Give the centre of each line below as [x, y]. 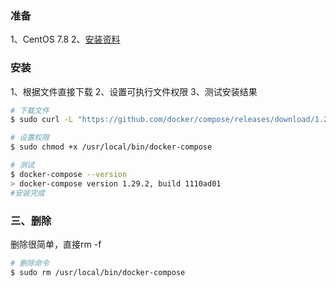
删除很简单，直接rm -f [56, 244]
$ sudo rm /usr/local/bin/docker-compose [98, 272]
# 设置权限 [30, 138]
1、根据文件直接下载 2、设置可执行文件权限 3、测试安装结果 [134, 91]
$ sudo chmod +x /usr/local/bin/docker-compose [111, 147]
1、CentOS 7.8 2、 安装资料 [65, 39]
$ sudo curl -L [42, 120]
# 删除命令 [30, 263]
